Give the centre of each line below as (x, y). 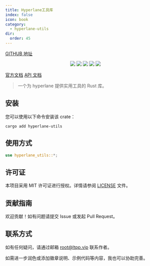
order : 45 (20, 39)
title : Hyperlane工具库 (29, 10)
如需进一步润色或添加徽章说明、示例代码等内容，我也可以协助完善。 (77, 258)
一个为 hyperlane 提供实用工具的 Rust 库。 (62, 86)
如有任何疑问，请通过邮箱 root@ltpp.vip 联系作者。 (58, 247)
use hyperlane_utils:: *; (32, 155)
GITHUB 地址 (19, 54)
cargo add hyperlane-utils (34, 126)
